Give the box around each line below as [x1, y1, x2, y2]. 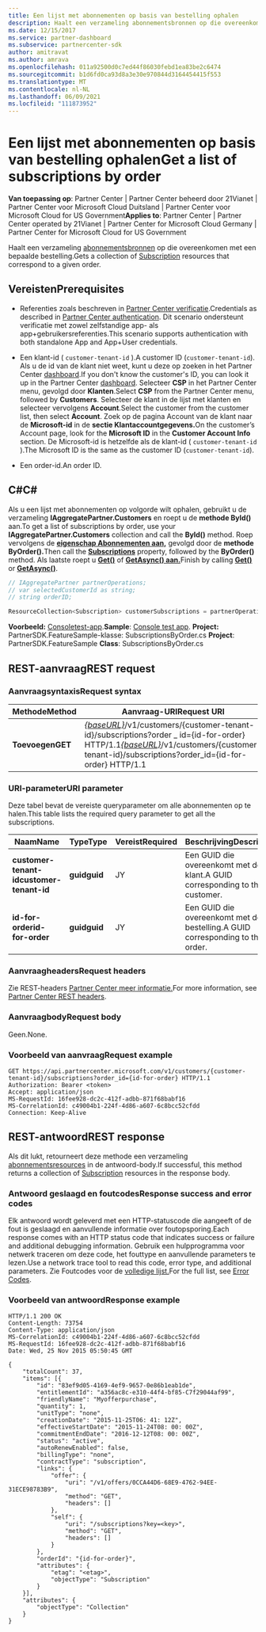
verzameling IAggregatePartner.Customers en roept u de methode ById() [8, 512, 252, 523]
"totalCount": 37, [22, 1368, 83, 1376]
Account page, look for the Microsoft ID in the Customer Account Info [19, 428, 251, 438]
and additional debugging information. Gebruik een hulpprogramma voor [8, 1241, 245, 1251]
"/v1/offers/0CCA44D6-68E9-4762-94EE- [89, 1478, 218, 1487]
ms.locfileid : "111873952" [8, 100, 97, 108]
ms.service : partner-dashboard [8, 33, 112, 42]
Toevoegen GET [12, 739, 72, 750]
